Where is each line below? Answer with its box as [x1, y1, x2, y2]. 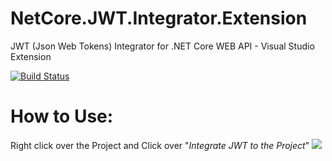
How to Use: [10, 105, 114, 128]
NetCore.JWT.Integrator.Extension [10, 7, 308, 30]
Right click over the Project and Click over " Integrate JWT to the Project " [10, 139, 310, 151]
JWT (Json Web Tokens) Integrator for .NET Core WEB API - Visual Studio [10, 40, 315, 52]
